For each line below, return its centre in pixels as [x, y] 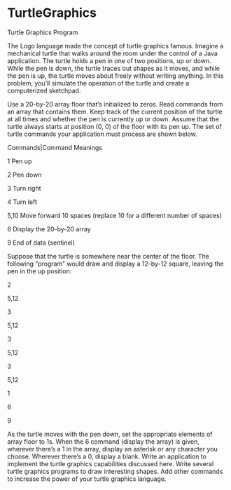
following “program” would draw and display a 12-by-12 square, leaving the [115, 264]
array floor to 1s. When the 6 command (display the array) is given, [103, 441]
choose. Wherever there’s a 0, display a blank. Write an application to [107, 456]
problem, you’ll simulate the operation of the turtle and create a [98, 83]
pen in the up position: [40, 271]
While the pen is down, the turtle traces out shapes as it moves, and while [114, 68]
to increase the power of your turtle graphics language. [87, 479]
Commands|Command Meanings [55, 147]
